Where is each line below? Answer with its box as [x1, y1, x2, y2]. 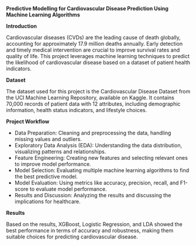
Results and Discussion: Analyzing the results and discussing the [14, 192, 171, 198]
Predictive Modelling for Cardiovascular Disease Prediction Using [6, 5, 169, 12]
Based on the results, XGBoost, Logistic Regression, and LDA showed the [6, 221, 183, 228]
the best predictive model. [14, 173, 78, 180]
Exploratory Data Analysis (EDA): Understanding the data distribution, [14, 142, 183, 149]
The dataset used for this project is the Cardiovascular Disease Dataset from [6, 88, 191, 95]
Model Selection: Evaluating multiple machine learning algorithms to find [14, 167, 190, 174]
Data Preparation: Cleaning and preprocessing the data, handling [14, 129, 171, 136]
